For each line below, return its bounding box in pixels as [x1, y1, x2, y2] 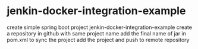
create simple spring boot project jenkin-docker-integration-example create [7, 24, 193, 31]
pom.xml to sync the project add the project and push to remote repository [7, 36, 190, 43]
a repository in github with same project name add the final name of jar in [7, 30, 186, 37]
